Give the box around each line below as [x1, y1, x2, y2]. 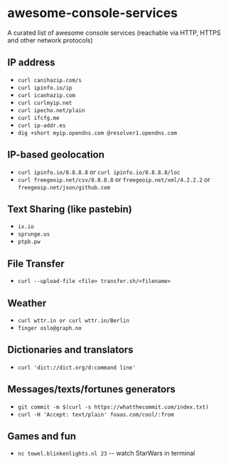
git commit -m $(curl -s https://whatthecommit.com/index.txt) [17, 403, 210, 411]
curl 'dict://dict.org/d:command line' [17, 364, 136, 371]
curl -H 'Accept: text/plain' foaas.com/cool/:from [17, 411, 174, 418]
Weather [7, 297, 47, 309]
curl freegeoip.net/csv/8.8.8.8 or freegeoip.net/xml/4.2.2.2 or [17, 175, 211, 184]
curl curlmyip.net [17, 99, 72, 106]
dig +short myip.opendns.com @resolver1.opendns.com [17, 129, 178, 136]
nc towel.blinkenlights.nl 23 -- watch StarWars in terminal [17, 449, 195, 458]
